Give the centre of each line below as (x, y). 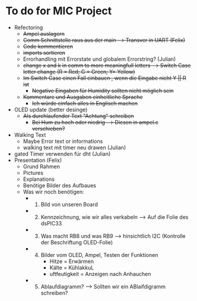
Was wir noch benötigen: (53, 192)
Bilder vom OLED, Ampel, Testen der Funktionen (99, 255)
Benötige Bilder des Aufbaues (59, 185)
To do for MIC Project (59, 11)
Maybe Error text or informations (63, 141)
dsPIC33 (51, 223)
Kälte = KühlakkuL (72, 267)
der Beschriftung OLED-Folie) (77, 242)
